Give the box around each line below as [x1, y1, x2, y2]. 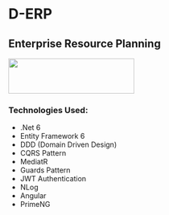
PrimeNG [19, 200, 51, 209]
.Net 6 [19, 123, 41, 132]
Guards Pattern [19, 165, 71, 175]
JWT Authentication [19, 174, 87, 184]
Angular [19, 191, 47, 201]
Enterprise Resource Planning [8, 37, 161, 51]
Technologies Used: [8, 104, 89, 116]
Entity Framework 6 [19, 132, 85, 141]
